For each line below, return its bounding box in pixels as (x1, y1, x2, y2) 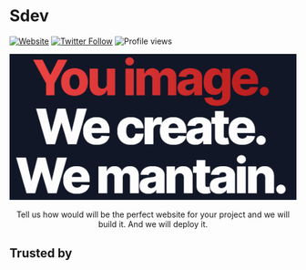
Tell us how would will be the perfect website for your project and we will (16, 209, 290, 220)
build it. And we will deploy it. (97, 219, 209, 230)
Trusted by (9, 245, 73, 261)
